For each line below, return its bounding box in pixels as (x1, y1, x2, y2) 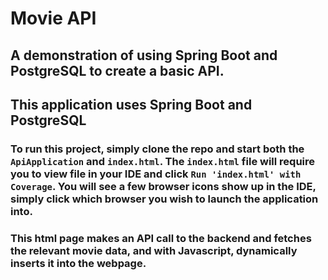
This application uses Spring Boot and (10, 96, 253, 113)
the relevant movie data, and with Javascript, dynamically (10, 243, 298, 257)
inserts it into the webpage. (10, 256, 147, 270)
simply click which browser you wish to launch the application (10, 192, 319, 206)
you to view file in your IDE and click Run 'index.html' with (10, 167, 302, 181)
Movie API (10, 7, 97, 30)
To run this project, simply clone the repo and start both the (10, 142, 305, 156)
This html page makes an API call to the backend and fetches (10, 231, 312, 245)
